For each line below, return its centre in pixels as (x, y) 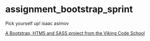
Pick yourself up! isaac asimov (37, 23)
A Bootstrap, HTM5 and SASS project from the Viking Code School (75, 33)
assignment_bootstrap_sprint (69, 9)
